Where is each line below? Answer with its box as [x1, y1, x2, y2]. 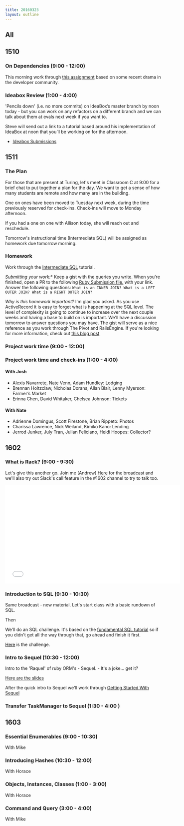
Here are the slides [5, 675, 44, 681]
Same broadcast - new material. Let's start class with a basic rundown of [5, 602, 156, 608]
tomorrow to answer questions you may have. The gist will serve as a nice [5, 320, 157, 326]
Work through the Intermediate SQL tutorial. [5, 264, 95, 270]
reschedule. [5, 225, 30, 231]
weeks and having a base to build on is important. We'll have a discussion [5, 314, 157, 320]
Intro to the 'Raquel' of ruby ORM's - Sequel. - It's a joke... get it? [5, 665, 139, 671]
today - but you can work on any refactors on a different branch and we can [5, 108, 161, 114]
